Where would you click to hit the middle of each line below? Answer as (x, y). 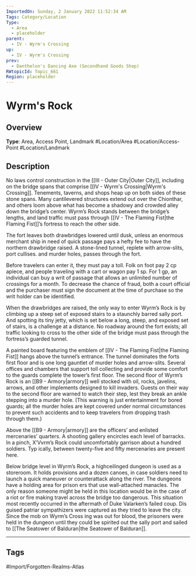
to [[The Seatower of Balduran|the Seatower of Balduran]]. (76, 529)
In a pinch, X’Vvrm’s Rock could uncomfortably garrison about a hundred (94, 442)
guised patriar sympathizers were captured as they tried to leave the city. (94, 510)
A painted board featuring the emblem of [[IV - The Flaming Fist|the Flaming (97, 350)
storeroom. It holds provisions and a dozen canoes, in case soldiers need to (97, 472)
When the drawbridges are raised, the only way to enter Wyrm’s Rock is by (96, 308)
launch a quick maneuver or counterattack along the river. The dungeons (94, 479)
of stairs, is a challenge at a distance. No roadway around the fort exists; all (97, 326)
